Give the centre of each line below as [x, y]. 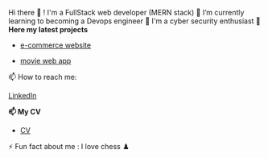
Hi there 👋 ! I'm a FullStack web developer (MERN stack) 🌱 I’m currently [126, 12]
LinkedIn [23, 96]
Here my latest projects [48, 29]
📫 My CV [25, 112]
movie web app [45, 61]
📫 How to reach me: [43, 77]
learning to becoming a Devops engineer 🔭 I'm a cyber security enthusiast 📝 [135, 21]
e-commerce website [55, 45]
